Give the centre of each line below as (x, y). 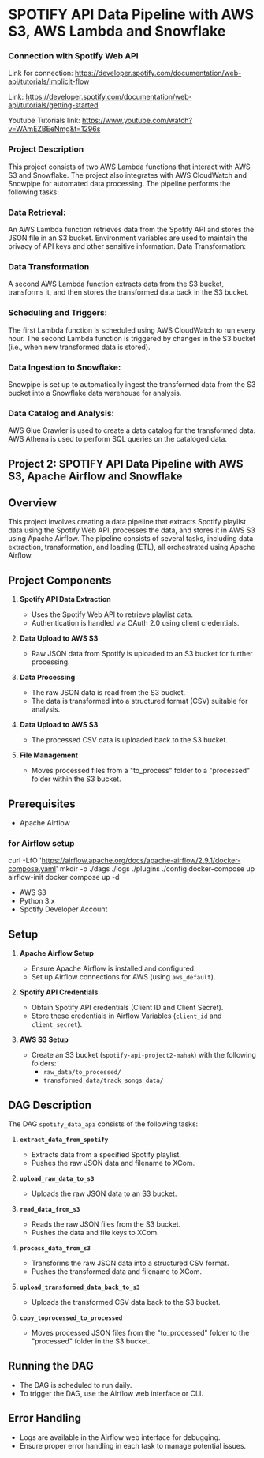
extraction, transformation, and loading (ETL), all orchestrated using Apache (132, 547)
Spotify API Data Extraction (65, 599)
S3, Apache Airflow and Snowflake (95, 476)
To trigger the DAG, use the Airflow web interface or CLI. (111, 1393)
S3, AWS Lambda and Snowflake (117, 31)
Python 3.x (37, 901)
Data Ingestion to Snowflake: (65, 367)
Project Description (46, 149)
